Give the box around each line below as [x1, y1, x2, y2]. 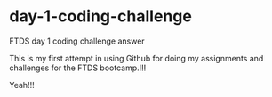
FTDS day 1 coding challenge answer [9, 36, 145, 46]
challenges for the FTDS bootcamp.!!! [9, 62, 147, 73]
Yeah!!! [9, 79, 35, 90]
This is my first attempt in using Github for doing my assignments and [9, 53, 264, 63]
